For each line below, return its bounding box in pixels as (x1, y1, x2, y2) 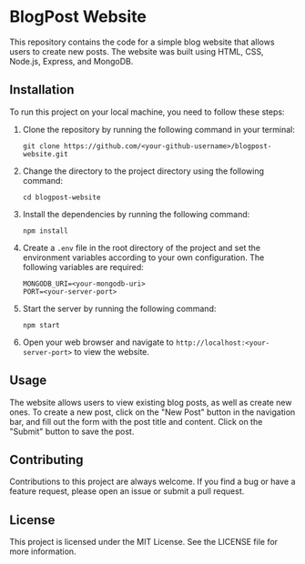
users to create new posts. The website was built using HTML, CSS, (9, 45, 264, 56)
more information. (9, 546, 76, 557)
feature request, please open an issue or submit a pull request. (9, 486, 245, 497)
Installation (9, 82, 75, 97)
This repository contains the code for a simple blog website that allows (9, 36, 275, 47)
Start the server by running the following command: (22, 303, 217, 314)
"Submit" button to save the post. (9, 426, 135, 437)
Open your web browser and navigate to (22, 337, 175, 347)
